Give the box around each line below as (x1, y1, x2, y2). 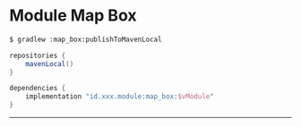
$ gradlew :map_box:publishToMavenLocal (9, 35, 163, 44)
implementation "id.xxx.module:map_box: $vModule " (25, 92, 215, 101)
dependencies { (9, 84, 66, 93)
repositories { (9, 51, 66, 60)
